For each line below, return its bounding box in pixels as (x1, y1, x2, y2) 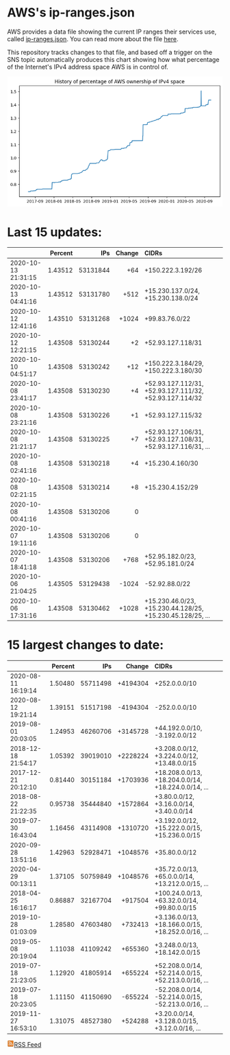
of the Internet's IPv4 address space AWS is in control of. (7, 62, 169, 71)
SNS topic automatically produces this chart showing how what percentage (7, 55, 220, 63)
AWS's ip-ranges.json (7, 5, 136, 21)
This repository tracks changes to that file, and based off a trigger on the (7, 48, 213, 56)
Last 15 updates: (7, 224, 103, 240)
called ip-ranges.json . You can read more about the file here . (7, 34, 179, 43)
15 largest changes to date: (7, 637, 164, 653)
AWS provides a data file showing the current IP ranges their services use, (7, 27, 217, 36)
